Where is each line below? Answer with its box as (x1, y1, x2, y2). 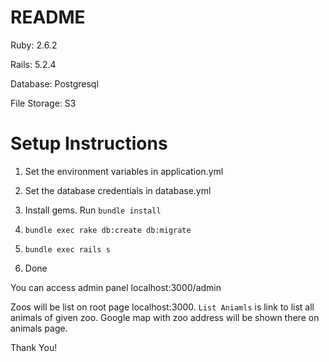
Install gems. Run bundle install (24, 204, 162, 216)
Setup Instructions (10, 132, 168, 155)
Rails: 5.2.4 (10, 58, 57, 70)
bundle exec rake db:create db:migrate (24, 225, 192, 235)
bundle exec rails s (24, 244, 111, 255)
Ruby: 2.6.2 (10, 39, 58, 51)
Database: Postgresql (10, 77, 99, 90)
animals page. (10, 322, 68, 334)
